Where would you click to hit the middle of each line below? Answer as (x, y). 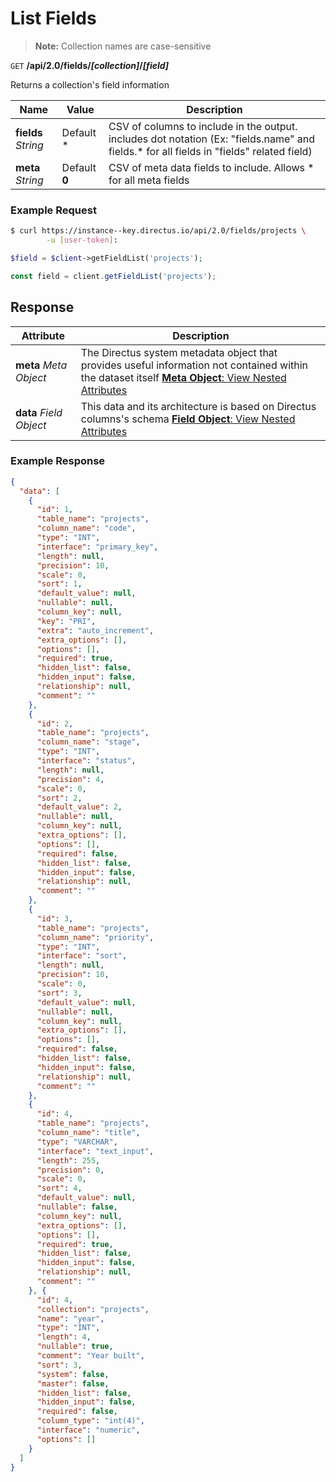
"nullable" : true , (75, 1347)
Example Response (58, 461)
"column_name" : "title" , (88, 1133)
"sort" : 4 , (59, 1188)
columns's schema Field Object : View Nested (188, 419)
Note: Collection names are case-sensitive (123, 46)
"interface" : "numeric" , (88, 1430)
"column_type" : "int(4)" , (90, 1421)
